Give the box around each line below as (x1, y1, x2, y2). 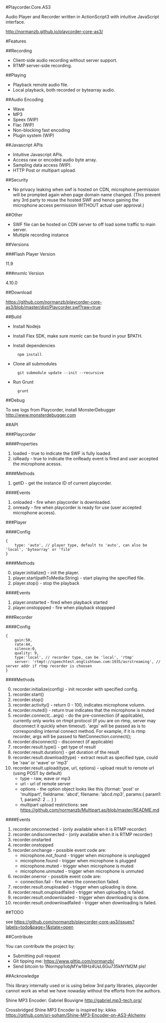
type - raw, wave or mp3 (20, 776, 71, 781)
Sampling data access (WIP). (12, 162, 72, 168)
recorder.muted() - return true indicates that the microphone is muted (12, 707, 155, 713)
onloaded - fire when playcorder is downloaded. (12, 499, 111, 505)
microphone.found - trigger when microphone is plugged (20, 858, 136, 863)
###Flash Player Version (5, 251, 56, 257)
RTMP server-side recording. (12, 63, 72, 68)
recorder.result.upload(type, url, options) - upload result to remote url (12, 765, 155, 771)
